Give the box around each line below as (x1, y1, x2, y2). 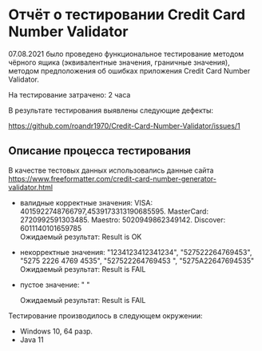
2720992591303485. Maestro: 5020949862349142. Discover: (19, 214, 226, 225)
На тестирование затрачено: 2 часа (8, 90, 131, 99)
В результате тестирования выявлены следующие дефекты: (8, 106, 214, 115)
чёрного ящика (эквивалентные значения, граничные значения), (8, 58, 230, 67)
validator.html (8, 182, 54, 192)
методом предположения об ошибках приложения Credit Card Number (8, 66, 251, 75)
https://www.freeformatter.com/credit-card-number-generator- (8, 174, 217, 183)
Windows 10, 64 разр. (19, 326, 93, 336)
